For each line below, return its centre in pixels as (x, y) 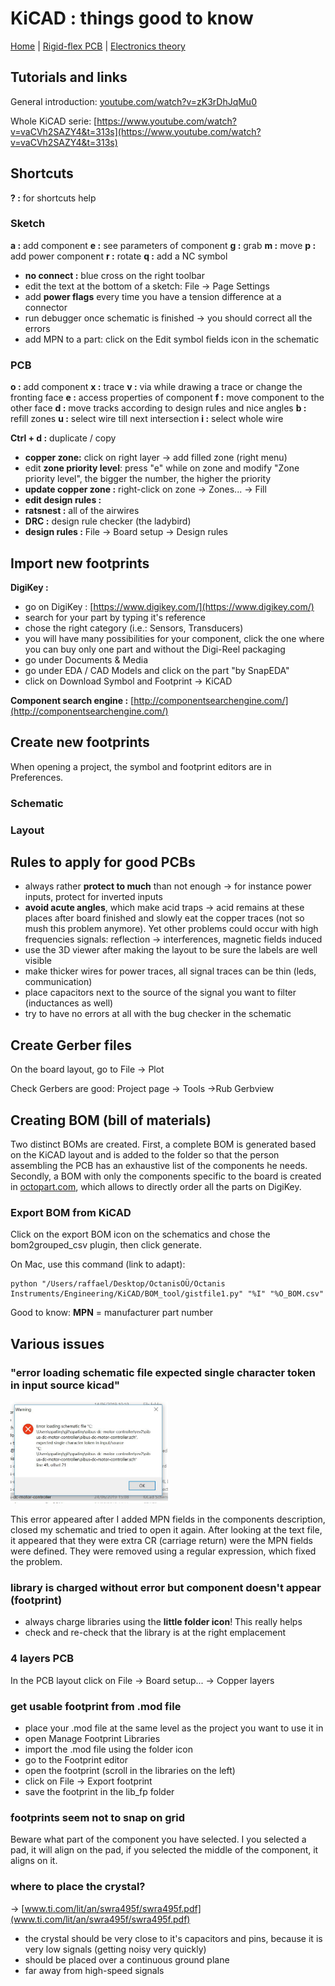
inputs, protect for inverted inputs (93, 897)
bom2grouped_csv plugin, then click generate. (106, 1245)
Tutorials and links (69, 77)
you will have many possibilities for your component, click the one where (174, 638)
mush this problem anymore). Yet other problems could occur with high (171, 929)
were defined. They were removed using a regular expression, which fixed (163, 1551)
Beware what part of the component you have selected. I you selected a (158, 1839)
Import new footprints (80, 563)
